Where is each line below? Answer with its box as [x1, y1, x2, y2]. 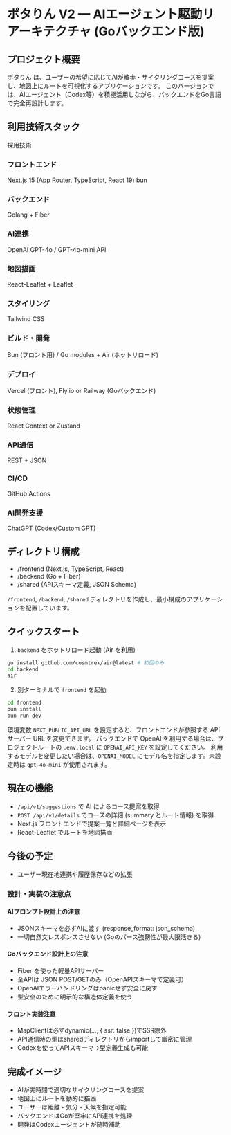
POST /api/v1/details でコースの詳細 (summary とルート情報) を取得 [17, 810, 214, 819]
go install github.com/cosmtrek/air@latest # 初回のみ [7, 659, 165, 666]
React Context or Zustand [7, 421, 81, 430]
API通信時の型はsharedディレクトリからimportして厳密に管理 [17, 1035, 192, 1044]
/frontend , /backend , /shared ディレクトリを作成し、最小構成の [7, 594, 187, 603]
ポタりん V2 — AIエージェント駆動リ [7, 6, 214, 22]
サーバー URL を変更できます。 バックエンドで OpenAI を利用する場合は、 [7, 734, 218, 743]
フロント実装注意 [7, 1010, 56, 1018]
